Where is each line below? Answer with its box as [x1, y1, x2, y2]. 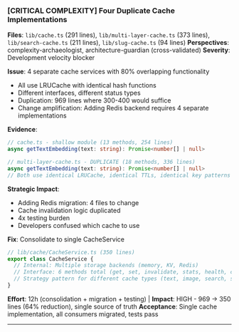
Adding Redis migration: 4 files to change [17, 198, 139, 207]
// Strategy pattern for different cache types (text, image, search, [14, 275, 228, 283]
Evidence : [7, 125, 38, 134]
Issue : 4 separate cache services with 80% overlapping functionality [7, 67, 210, 76]
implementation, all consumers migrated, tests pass [7, 309, 159, 318]
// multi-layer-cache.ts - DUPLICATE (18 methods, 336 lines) [7, 159, 196, 166]
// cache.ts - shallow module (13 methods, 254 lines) [7, 139, 174, 146]
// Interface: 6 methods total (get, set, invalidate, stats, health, [14, 269, 228, 276]
